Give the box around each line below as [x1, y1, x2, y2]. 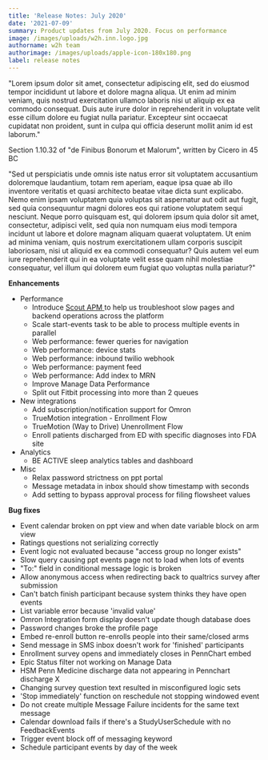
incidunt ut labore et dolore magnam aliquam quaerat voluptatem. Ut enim [8, 228, 252, 238]
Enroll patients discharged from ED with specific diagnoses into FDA [31, 430, 257, 439]
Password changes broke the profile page [19, 623, 158, 633]
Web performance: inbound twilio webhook [31, 354, 174, 363]
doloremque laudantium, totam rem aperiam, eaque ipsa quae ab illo [8, 177, 234, 187]
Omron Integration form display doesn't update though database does [19, 614, 251, 624]
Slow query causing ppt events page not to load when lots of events [19, 555, 245, 564]
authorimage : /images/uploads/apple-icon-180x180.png [8, 49, 192, 57]
